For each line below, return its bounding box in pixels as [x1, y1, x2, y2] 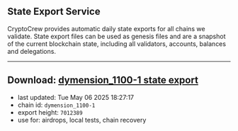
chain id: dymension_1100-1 [17, 101, 96, 109]
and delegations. [7, 47, 57, 55]
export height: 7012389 [17, 108, 83, 116]
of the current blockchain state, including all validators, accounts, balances [7, 39, 227, 48]
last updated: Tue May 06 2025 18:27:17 [17, 93, 135, 101]
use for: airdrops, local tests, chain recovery [17, 115, 147, 124]
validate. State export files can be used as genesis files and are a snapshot [7, 32, 226, 40]
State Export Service [7, 6, 101, 18]
